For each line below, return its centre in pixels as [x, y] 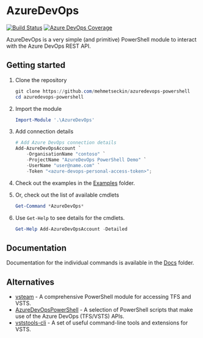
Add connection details [44, 132]
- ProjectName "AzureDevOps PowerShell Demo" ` [87, 160]
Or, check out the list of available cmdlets [67, 195]
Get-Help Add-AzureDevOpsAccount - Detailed [71, 229]
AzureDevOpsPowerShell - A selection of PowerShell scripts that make [104, 310]
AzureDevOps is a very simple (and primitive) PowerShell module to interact [101, 39]
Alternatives [30, 282]
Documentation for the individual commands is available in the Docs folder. [100, 263]
